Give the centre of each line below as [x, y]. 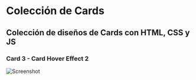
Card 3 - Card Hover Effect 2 [48, 58]
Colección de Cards [55, 11]
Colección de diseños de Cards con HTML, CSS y [98, 33]
